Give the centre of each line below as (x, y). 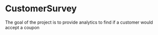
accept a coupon (22, 27)
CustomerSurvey (41, 9)
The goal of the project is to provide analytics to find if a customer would (79, 22)
